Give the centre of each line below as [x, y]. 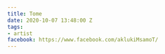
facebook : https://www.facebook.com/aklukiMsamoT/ [83, 40]
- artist [20, 33]
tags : [15, 27]
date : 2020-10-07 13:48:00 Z [50, 20]
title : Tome [25, 14]
